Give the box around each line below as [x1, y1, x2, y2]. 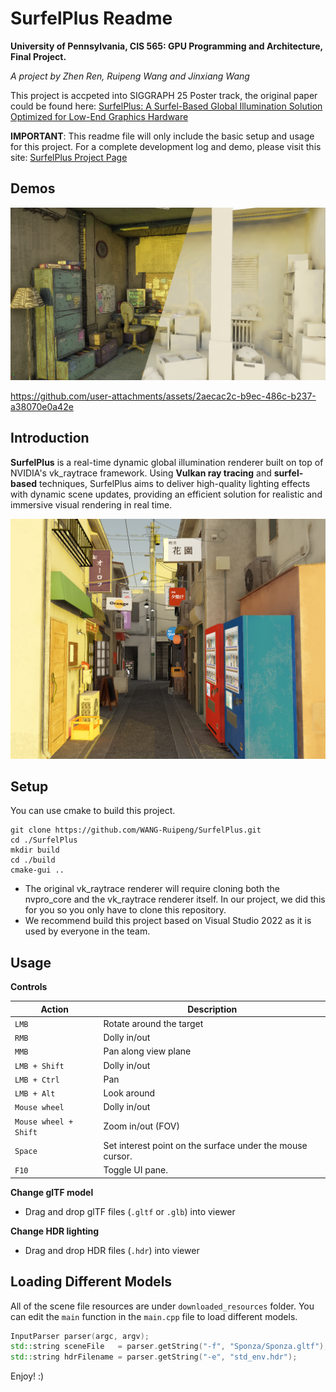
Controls [10, 981, 48, 993]
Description [187, 1003, 238, 1015]
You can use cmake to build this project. [10, 805, 176, 817]
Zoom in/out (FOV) [103, 1120, 180, 1132]
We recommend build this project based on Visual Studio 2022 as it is [24, 915, 312, 927]
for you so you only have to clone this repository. [24, 904, 227, 916]
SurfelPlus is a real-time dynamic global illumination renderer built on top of [10, 456, 324, 468]
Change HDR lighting [10, 1225, 100, 1237]
